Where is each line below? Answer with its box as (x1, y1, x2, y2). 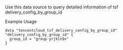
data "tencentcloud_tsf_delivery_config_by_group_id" (5, 28, 118, 33)
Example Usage (5, 19, 37, 24)
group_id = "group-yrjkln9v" (9, 36, 69, 41)
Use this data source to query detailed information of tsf (5, 4, 119, 10)
